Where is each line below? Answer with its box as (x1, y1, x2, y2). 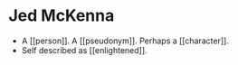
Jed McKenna (8, 5, 115, 26)
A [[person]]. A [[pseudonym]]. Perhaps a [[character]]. (21, 35, 230, 46)
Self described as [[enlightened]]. (21, 44, 148, 55)
